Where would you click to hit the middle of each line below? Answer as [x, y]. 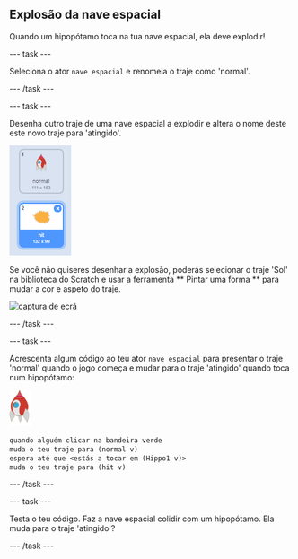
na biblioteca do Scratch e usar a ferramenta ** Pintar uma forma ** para [145, 279]
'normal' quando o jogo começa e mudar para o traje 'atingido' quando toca [149, 368]
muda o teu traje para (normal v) [74, 449]
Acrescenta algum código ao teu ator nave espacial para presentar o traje [146, 358]
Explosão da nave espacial [85, 15]
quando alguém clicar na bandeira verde [86, 440]
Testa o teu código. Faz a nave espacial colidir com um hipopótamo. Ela [142, 519]
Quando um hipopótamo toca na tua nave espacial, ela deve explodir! [137, 36]
